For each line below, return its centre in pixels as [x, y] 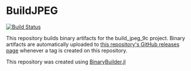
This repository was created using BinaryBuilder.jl [66, 62]
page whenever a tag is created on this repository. [67, 50]
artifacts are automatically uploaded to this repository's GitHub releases [93, 44]
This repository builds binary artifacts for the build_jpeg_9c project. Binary [96, 38]
